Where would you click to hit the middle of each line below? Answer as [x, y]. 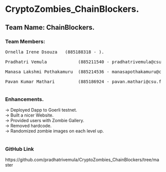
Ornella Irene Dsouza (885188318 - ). [55, 52]
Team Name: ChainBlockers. [50, 27]
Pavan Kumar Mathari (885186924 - [57, 82]
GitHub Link [20, 149]
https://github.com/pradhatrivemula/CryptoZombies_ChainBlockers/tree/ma [82, 160]
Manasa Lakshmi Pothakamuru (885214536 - [57, 72]
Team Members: [25, 42]
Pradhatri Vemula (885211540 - [57, 62]
